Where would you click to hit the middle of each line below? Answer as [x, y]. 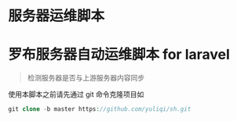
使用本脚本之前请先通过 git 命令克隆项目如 [76, 94]
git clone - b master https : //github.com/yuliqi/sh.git [100, 109]
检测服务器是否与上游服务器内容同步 [86, 78]
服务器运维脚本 [57, 16]
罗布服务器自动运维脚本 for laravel [119, 55]
